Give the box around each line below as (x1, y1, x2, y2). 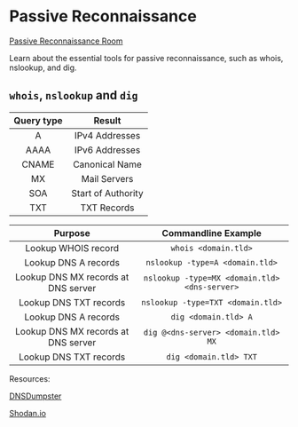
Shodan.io (9, 407, 47, 418)
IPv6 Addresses (74, 144, 141, 156)
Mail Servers (81, 172, 134, 185)
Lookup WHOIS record (25, 241, 120, 254)
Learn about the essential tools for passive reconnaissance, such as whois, (9, 52, 284, 63)
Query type (13, 114, 64, 126)
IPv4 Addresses (74, 129, 141, 141)
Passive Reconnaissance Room (9, 36, 123, 46)
